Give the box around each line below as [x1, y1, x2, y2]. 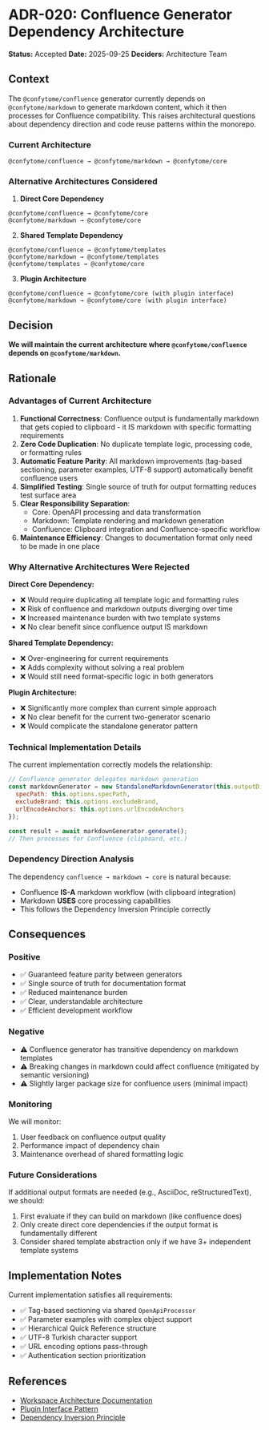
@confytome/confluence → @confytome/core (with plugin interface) [8, 290, 235, 298]
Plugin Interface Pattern [19, 1404, 98, 1413]
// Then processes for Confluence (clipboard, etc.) [8, 835, 188, 843]
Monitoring [8, 1098, 53, 1110]
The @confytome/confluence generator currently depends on [8, 94, 206, 103]
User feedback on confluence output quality [19, 1132, 167, 1142]
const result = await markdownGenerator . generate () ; [8, 827, 188, 835]
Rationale [8, 371, 57, 385]
